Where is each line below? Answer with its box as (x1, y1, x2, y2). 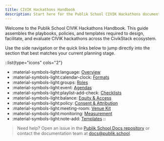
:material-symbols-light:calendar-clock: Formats (12, 74, 110, 80)
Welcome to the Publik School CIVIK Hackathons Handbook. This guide (5, 25, 149, 31)
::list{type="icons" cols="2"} (5, 60, 62, 65)
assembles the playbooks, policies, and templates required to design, (5, 30, 144, 36)
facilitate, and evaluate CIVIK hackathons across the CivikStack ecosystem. (5, 35, 157, 41)
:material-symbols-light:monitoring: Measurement (12, 110, 112, 116)
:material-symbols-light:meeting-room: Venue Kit (12, 105, 111, 111)
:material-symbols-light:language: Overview (12, 69, 101, 75)
